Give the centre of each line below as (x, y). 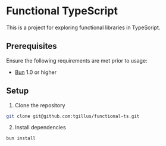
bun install (21, 138)
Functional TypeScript (62, 11)
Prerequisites (32, 46)
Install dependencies (40, 128)
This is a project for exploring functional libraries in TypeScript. (83, 27)
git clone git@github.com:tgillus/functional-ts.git (73, 116)
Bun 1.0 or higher (36, 72)
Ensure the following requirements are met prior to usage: (77, 60)
